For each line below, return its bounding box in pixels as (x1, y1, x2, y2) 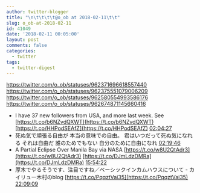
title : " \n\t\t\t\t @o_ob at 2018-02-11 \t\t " (6, 14, 120, 20)
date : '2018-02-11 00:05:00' (6, 31, 80, 37)
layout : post (6, 37, 39, 43)
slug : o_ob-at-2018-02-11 (6, 20, 71, 26)
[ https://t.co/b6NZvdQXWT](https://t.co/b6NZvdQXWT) (15, 118, 154, 126)
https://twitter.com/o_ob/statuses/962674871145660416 (6, 100, 146, 108)
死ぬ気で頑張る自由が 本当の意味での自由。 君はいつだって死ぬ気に (15, 132, 182, 139)
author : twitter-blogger (6, 8, 69, 15)
